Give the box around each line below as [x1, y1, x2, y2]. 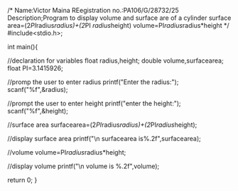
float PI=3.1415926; [7, 64, 64, 72]
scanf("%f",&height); [7, 107, 69, 115]
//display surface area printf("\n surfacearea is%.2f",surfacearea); [7, 135, 201, 143]
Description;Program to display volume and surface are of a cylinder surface [7, 14, 232, 22]
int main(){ [7, 43, 38, 51]
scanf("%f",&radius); [7, 86, 68, 93]
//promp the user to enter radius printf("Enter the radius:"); [7, 78, 179, 86]
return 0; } [7, 176, 38, 184]
